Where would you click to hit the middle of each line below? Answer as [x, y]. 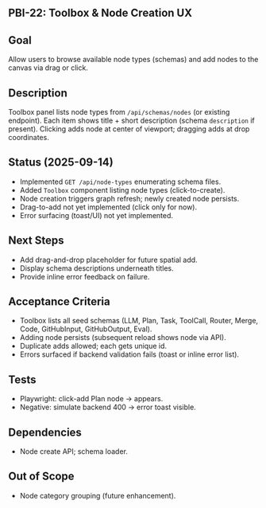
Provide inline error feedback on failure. [85, 276]
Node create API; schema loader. [74, 451]
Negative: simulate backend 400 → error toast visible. [108, 407]
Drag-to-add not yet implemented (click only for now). [108, 207]
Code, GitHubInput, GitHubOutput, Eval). [86, 329]
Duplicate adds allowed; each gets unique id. [93, 346]
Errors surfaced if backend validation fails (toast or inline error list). [129, 354]
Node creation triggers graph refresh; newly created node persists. [129, 198]
